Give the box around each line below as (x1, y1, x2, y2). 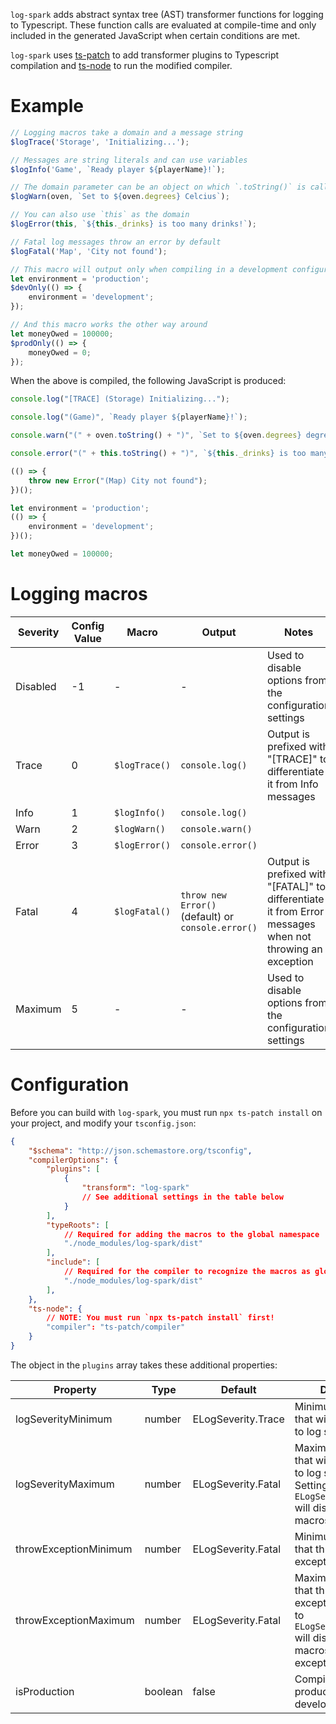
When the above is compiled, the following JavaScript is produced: (10, 375, 287, 387)
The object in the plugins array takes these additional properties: (10, 1359, 278, 1371)
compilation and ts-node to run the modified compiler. (10, 60, 233, 71)
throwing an (266, 942, 323, 956)
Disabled (15, 679, 57, 693)
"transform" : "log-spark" (81, 1183, 190, 1193)
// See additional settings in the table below (81, 1192, 284, 1203)
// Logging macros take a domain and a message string (10, 127, 244, 138)
